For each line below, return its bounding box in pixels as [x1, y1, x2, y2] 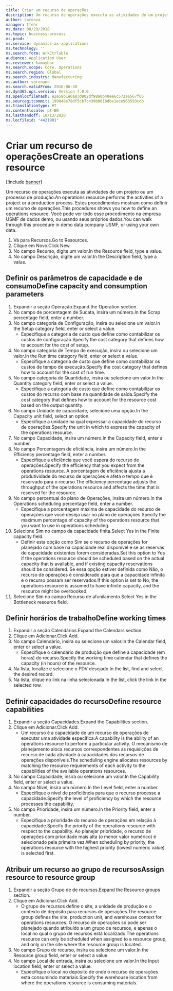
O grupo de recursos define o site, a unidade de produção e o [21, 903, 152, 909]
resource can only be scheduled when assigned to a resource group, [21, 935, 167, 942]
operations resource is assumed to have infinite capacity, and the [21, 582, 160, 588]
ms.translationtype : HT [6, 103, 57, 109]
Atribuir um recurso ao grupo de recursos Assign [6, 865, 164, 874]
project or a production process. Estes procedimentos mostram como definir [6, 199, 168, 206]
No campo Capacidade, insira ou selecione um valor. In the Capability [13, 773, 160, 780]
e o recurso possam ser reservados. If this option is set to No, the [21, 577, 159, 583]
